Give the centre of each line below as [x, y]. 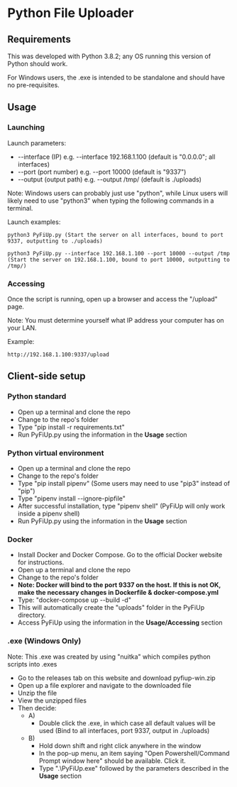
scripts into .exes [32, 664]
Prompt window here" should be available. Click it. [112, 761]
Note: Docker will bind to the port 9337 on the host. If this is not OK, [119, 585]
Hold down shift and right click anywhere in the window [120, 745]
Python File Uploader [71, 13]
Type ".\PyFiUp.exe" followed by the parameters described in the [134, 768]
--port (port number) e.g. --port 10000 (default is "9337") [102, 172]
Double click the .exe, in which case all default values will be [127, 723]
